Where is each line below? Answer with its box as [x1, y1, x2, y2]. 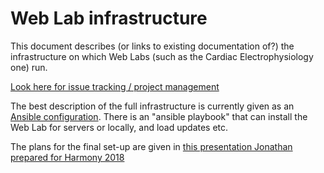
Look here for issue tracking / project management [10, 80, 220, 92]
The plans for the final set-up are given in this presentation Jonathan [10, 140, 293, 152]
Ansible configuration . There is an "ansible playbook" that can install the [10, 110, 308, 122]
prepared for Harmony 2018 [10, 151, 125, 163]
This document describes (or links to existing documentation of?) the [10, 40, 295, 52]
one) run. [10, 61, 48, 73]
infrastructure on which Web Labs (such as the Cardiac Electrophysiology [10, 50, 314, 62]
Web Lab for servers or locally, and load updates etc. [10, 121, 229, 133]
